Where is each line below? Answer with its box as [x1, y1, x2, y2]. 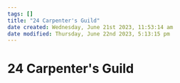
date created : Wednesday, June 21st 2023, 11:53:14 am [7, 23, 174, 31]
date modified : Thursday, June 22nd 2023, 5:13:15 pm [7, 30, 171, 38]
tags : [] [7, 10, 33, 18]
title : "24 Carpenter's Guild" [7, 17, 100, 24]
